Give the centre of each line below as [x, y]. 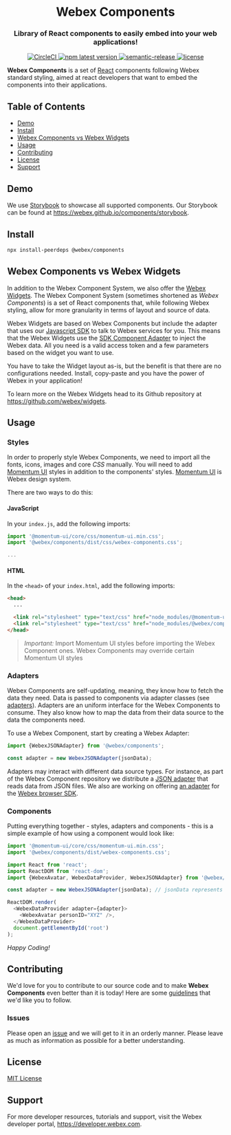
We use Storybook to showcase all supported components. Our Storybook [112, 205]
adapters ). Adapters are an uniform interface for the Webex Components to [114, 705]
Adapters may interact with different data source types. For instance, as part [115, 771]
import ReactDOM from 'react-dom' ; [58, 871]
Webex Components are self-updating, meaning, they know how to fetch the [115, 691]
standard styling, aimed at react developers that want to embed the [102, 78]
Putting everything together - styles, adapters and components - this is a [110, 826]
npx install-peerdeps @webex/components [66, 250]
